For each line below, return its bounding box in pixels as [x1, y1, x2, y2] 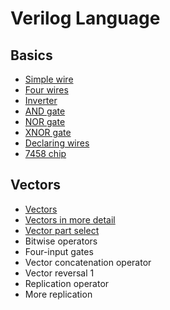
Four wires [24, 84, 69, 96]
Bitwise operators [24, 235, 98, 247]
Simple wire [24, 73, 74, 85]
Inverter [24, 95, 58, 106]
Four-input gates [24, 245, 94, 257]
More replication [24, 288, 93, 300]
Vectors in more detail [24, 213, 116, 226]
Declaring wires [24, 137, 90, 149]
